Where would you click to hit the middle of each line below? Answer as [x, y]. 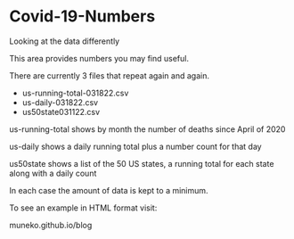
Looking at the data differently [65, 41]
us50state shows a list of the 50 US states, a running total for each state [142, 163]
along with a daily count [53, 173]
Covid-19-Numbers [82, 16]
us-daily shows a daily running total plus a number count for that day [135, 146]
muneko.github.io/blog [51, 225]
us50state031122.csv [61, 111]
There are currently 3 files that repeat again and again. [109, 75]
